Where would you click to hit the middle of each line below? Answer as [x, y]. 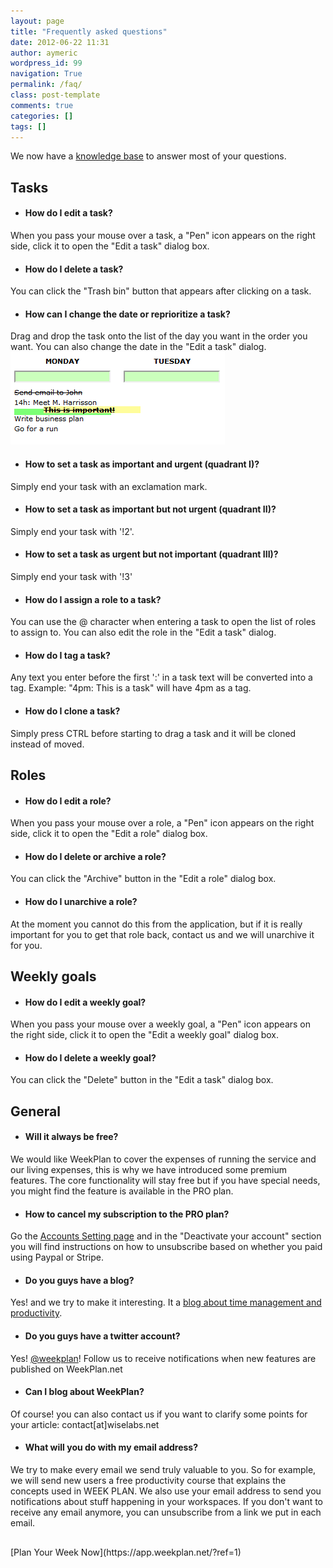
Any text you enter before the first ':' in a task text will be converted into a [161, 677]
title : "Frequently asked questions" [89, 31]
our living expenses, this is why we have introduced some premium [148, 1169]
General [36, 1111]
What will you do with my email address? [111, 1447]
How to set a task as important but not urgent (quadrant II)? [150, 509]
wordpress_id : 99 [46, 63]
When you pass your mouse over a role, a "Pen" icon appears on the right [162, 823]
